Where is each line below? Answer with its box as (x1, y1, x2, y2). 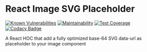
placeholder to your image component (5, 40, 86, 46)
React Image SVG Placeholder (5, 3, 135, 15)
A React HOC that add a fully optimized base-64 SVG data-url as (5, 35, 142, 41)
